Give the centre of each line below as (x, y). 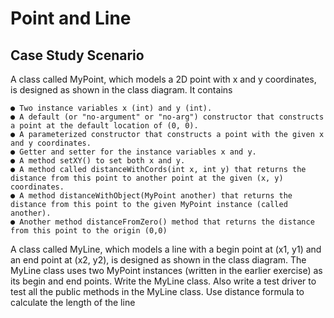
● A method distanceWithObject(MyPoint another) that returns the (151, 196)
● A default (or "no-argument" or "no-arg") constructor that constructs (167, 117)
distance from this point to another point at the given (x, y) (147, 178)
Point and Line (71, 18)
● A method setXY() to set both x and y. (98, 161)
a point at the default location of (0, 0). (104, 126)
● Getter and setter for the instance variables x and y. (133, 152)
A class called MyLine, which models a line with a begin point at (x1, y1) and (166, 249)
